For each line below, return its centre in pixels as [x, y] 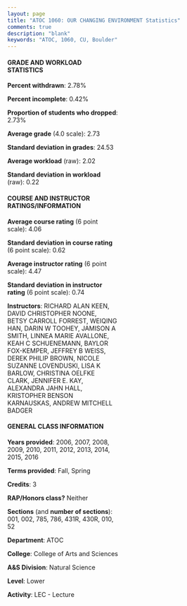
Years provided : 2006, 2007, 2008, [58, 442]
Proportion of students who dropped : [63, 112]
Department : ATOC [36, 540]
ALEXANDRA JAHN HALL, [45, 388]
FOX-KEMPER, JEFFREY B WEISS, [57, 350]
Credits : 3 [22, 484]
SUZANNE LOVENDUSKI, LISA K [54, 366]
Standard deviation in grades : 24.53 [60, 148]
